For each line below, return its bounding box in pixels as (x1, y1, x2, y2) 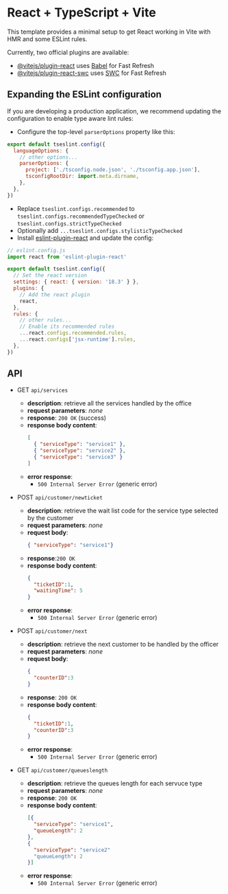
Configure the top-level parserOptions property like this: (16, 127, 176, 135)
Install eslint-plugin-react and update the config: (16, 234, 154, 242)
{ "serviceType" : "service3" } (33, 454, 123, 461)
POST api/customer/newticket (16, 493, 103, 501)
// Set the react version (13, 272, 88, 279)
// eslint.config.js (7, 247, 66, 254)
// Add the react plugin (19, 291, 90, 298)
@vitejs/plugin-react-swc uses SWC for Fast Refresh (16, 69, 166, 77)
